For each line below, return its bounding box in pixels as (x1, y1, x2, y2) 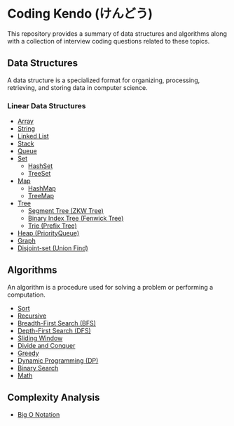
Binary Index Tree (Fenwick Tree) (27, 214, 124, 223)
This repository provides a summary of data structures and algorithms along (7, 29, 228, 38)
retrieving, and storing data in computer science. (7, 83, 149, 91)
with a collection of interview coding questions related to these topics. (7, 37, 210, 45)
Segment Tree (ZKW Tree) (27, 207, 104, 215)
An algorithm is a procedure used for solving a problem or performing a (7, 283, 214, 291)
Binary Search (17, 363, 59, 372)
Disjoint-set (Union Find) (17, 244, 89, 252)
